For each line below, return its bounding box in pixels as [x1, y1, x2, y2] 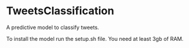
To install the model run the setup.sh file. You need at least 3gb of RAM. [6, 35, 184, 42]
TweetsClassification [6, 4, 115, 18]
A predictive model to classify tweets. [6, 24, 100, 31]
